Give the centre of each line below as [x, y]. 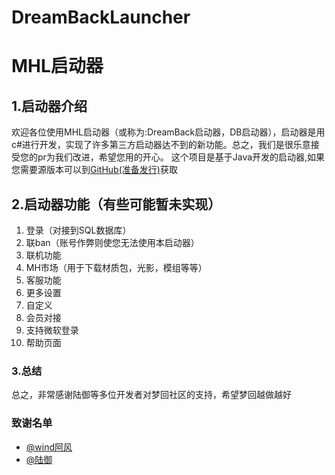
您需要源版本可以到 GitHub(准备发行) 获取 [94, 170]
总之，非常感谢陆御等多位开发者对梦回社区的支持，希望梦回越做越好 [151, 395]
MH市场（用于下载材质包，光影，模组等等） [116, 267]
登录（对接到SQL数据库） [78, 230]
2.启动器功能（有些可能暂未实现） [116, 204]
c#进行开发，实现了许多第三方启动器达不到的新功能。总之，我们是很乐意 [161, 145]
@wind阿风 [49, 447]
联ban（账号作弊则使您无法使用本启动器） [112, 242]
